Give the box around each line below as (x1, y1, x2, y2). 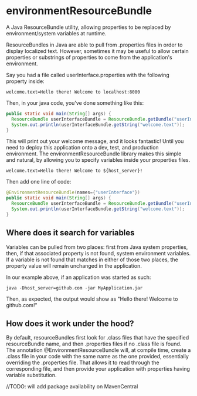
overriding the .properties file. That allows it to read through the (6, 359, 159, 366)
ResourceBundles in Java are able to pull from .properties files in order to (6, 41, 183, 48)
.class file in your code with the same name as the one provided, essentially (6, 353, 189, 360)
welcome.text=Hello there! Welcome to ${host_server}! (6, 168, 143, 174)
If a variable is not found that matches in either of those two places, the (6, 256, 179, 263)
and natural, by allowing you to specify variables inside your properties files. (6, 157, 191, 164)
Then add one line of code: (6, 178, 72, 185)
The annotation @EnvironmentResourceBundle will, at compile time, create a (6, 347, 191, 354)
